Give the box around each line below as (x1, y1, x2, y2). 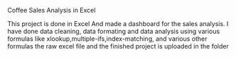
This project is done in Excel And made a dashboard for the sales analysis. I (7, 20, 229, 27)
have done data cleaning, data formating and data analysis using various (7, 27, 220, 35)
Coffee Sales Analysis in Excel (7, 6, 96, 14)
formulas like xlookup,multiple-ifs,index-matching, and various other (7, 34, 208, 43)
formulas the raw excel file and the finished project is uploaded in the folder (7, 42, 229, 50)
